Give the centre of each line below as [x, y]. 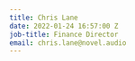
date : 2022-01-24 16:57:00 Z [64, 26]
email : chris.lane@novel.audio [68, 43]
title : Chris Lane [44, 17]
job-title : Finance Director [64, 34]
